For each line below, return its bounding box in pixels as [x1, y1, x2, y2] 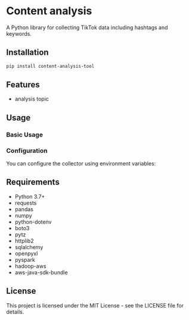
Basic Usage [6, 130, 44, 139]
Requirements [6, 177, 60, 187]
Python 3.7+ [14, 193, 45, 200]
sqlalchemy [14, 243, 44, 250]
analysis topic [14, 95, 49, 102]
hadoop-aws [14, 262, 47, 269]
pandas [14, 205, 34, 212]
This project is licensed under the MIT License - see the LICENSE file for [6, 302, 184, 309]
